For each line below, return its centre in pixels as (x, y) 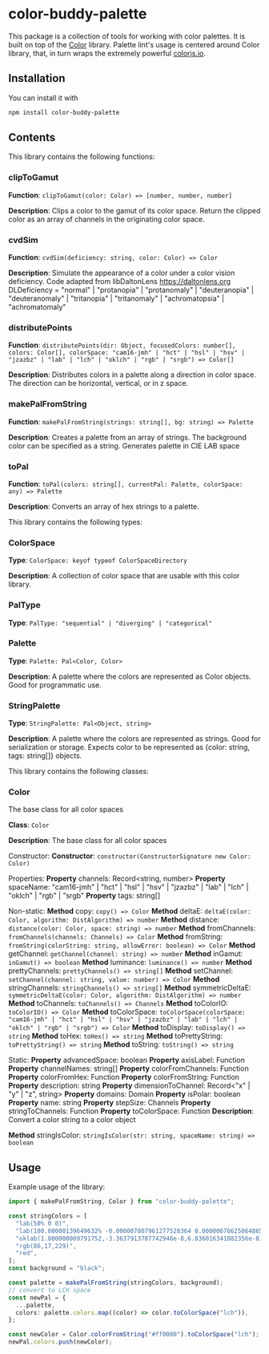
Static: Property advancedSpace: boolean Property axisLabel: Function (127, 1060)
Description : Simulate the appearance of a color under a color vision (122, 273)
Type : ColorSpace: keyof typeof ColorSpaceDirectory (98, 560)
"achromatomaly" (37, 307)
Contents (32, 138)
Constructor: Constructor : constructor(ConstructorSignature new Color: (130, 856)
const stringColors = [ (48, 1216)
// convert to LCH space (50, 1290)
